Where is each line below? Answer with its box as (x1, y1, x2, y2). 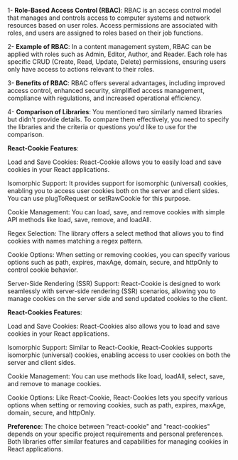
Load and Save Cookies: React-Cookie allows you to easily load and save (7, 158, 222, 166)
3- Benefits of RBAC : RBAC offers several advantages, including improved (7, 79, 225, 87)
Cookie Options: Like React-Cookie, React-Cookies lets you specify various (7, 393, 229, 402)
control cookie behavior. (7, 265, 78, 274)
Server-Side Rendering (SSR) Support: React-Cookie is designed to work (7, 280, 221, 287)
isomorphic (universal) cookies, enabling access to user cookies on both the (7, 351, 231, 359)
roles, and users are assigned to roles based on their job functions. (7, 28, 204, 37)
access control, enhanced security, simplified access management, (7, 87, 205, 94)
